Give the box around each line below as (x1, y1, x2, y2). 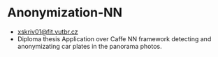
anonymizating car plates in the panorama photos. (17, 42, 162, 50)
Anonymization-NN (7, 5, 122, 21)
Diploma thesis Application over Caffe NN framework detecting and (17, 34, 212, 43)
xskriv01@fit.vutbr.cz (17, 27, 78, 36)
